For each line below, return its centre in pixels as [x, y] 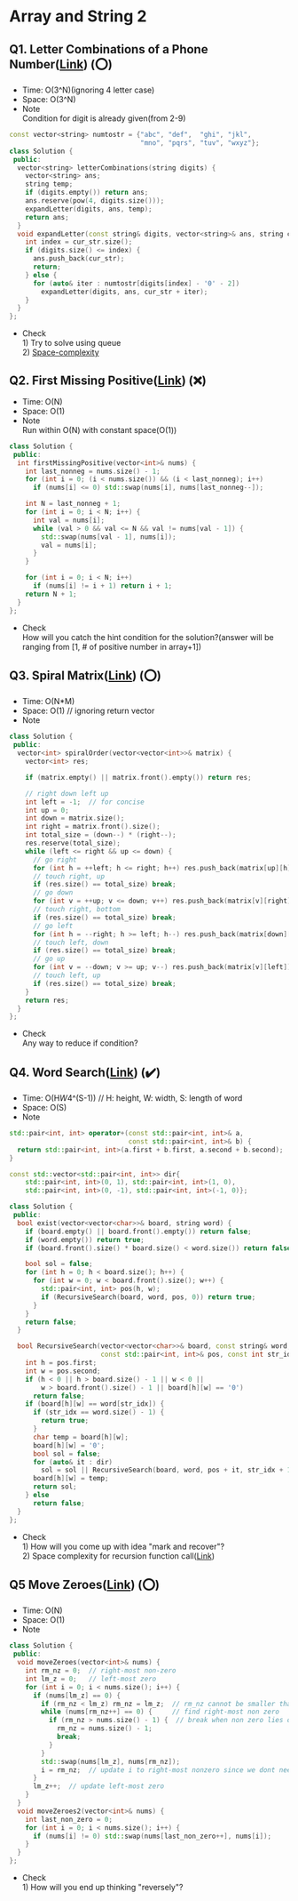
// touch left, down [71, 942]
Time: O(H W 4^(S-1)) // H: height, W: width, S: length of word [132, 1098]
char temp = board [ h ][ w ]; [80, 1437]
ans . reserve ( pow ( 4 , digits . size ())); [95, 201]
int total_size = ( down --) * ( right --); [101, 835]
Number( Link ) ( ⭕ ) [61, 64]
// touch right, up [68, 876]
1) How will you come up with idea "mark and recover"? [123, 1546]
